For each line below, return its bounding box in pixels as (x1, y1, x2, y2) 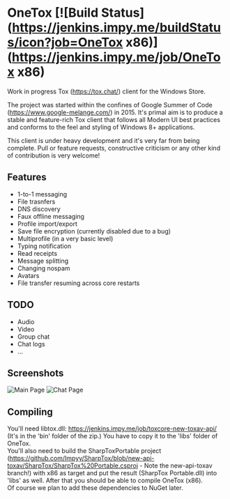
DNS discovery (17, 204, 61, 213)
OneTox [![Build (7, 5, 99, 21)
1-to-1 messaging (17, 190, 68, 198)
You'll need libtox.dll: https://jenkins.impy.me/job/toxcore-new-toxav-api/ (7, 424, 217, 433)
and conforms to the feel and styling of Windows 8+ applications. (7, 123, 195, 131)
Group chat (17, 332, 50, 341)
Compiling (7, 406, 54, 417)
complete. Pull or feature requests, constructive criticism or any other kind (7, 144, 221, 152)
